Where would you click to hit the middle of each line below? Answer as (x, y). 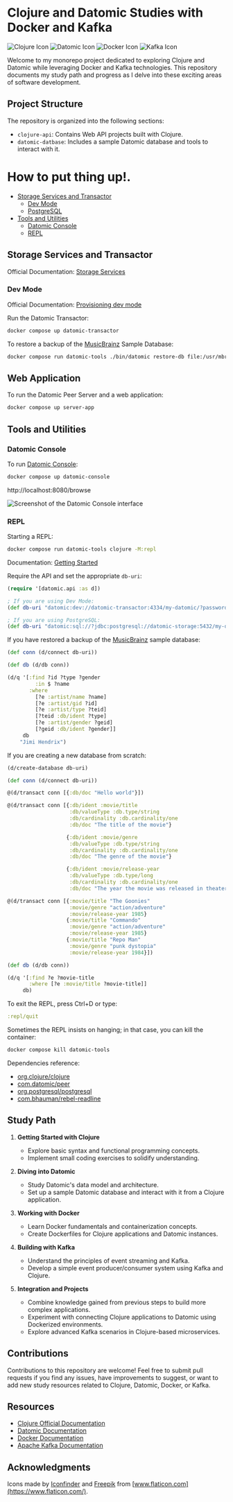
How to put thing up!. (69, 176)
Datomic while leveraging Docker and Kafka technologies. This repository (112, 67)
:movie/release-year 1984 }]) (111, 952)
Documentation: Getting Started (53, 562)
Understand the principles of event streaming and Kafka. (109, 1261)
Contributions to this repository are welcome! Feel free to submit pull (105, 1370)
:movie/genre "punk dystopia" (113, 946)
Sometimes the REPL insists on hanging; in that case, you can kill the (105, 1030)
